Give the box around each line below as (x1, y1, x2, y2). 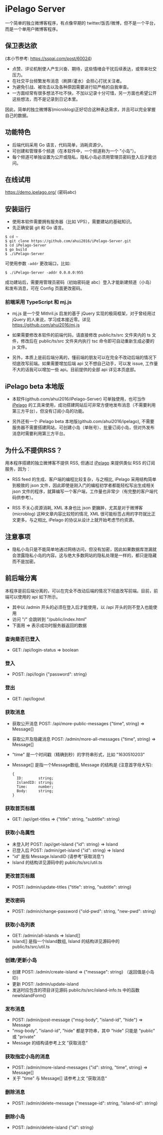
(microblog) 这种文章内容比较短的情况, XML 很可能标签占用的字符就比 (12, 511, 151, 517)
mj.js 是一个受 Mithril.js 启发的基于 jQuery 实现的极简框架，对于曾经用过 (12, 310, 156, 316)
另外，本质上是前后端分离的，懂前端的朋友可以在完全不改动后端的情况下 (12, 355, 157, 360)
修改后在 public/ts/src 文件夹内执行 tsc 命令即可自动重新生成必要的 (20, 338, 154, 344)
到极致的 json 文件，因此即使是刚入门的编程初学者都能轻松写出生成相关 (12, 483, 155, 488)
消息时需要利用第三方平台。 (12, 431, 68, 437)
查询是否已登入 (5, 635, 40, 642)
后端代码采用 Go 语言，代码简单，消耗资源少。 (12, 142, 106, 147)
